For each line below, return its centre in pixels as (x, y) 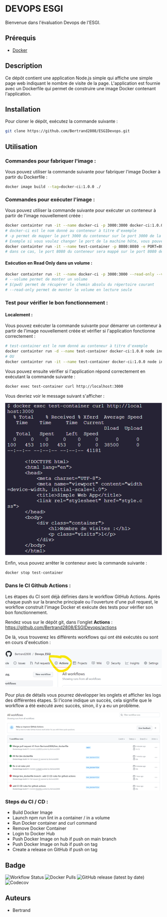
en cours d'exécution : (28, 642)
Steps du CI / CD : (27, 801)
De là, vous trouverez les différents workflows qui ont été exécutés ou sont (82, 637)
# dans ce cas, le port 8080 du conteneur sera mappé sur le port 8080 (81, 252)
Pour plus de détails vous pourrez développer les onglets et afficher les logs (83, 695)
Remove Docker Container (39, 828)
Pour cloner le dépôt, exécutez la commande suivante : (62, 121)
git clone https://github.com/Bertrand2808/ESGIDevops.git (68, 131)
